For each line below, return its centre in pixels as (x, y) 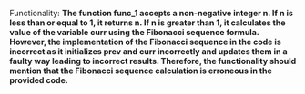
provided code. (39, 80)
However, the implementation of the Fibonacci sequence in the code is (146, 42)
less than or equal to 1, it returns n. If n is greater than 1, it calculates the (147, 23)
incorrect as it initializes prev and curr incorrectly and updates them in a (149, 52)
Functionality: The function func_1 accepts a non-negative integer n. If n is (152, 13)
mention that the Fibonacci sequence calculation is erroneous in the (141, 70)
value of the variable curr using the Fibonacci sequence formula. (134, 32)
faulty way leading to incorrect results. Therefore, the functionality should (153, 61)
